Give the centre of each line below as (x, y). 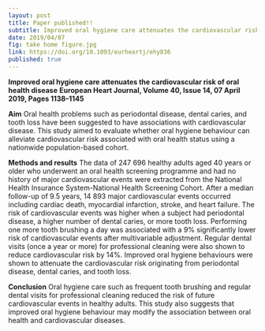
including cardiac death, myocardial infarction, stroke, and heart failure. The (131, 204)
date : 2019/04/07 (37, 37)
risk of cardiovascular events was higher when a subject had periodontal (126, 213)
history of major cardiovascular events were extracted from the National (125, 179)
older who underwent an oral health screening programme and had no (122, 171)
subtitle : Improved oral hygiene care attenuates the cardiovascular (125, 30)
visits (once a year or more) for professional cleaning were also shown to (127, 246)
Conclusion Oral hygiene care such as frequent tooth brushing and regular (130, 286)
